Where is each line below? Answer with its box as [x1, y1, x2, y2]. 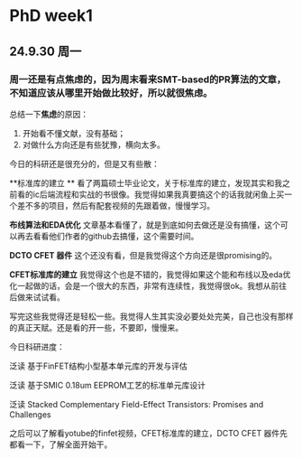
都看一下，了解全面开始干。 [9, 439, 113, 450]
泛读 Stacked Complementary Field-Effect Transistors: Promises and [9, 398, 264, 409]
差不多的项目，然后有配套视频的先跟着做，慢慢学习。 [16, 200, 215, 210]
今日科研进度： [9, 341, 65, 352]
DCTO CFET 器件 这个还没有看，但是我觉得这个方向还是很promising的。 [9, 249, 278, 260]
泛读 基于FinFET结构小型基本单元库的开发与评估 [9, 360, 188, 371]
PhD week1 [9, 5, 93, 26]
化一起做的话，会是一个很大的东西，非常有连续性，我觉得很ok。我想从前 [9, 280, 279, 291]
